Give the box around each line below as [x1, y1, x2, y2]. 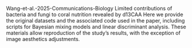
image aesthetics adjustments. [6, 36, 80, 42]
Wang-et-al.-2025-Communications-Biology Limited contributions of [6, 5, 173, 12]
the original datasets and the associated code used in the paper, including [6, 17, 185, 24]
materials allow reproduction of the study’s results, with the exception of [6, 29, 181, 36]
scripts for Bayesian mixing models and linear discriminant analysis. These [6, 23, 187, 30]
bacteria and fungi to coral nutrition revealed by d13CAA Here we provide [6, 11, 184, 18]
